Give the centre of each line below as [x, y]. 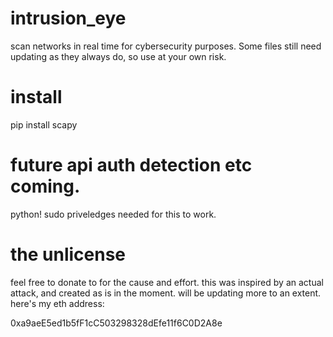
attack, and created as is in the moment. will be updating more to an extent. [166, 293]
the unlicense [68, 254]
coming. [45, 186]
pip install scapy [44, 124]
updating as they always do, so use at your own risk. [118, 56]
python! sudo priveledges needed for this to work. [113, 214]
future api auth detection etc [131, 165]
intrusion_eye [68, 18]
